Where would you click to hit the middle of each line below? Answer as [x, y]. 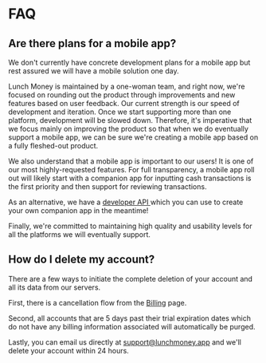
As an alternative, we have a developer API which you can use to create [126, 202]
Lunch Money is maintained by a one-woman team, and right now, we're [127, 86]
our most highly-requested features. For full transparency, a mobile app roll [131, 170]
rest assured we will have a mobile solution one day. [94, 71]
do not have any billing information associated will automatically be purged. [132, 326]
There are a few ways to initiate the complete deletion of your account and [131, 278]
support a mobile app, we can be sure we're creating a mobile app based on [133, 137]
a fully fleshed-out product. [53, 146]
